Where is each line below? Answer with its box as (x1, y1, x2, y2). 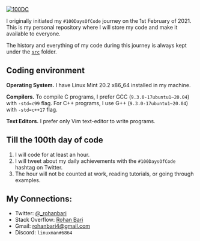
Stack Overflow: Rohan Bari (14, 216, 83, 224)
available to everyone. (6, 30, 61, 37)
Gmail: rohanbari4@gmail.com (14, 222, 91, 230)
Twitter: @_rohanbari (14, 210, 67, 217)
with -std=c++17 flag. (6, 106, 58, 113)
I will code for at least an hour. (14, 151, 90, 158)
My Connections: (6, 194, 72, 204)
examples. (14, 176, 41, 183)
